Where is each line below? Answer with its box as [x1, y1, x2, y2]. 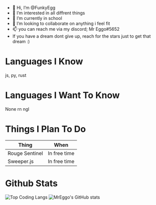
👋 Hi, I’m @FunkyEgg [12, 5, 56, 10]
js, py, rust [5, 72, 26, 78]
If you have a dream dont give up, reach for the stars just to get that [12, 33, 151, 39]
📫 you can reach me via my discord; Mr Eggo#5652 [12, 26, 120, 32]
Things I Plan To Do [5, 124, 86, 135]
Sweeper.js [7, 158, 34, 165]
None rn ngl [5, 106, 30, 112]
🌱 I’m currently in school [12, 15, 62, 21]
